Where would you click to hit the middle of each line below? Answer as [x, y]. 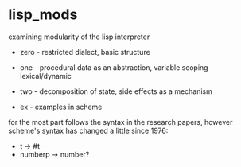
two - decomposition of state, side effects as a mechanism [116, 91]
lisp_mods [43, 15]
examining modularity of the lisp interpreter [79, 37]
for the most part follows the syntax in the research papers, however [120, 122]
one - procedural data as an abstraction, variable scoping [114, 67]
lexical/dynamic [45, 76]
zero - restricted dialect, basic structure [85, 52]
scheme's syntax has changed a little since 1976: [88, 130]
